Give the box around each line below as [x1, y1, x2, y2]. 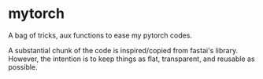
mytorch [8, 5, 65, 23]
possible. [8, 62, 38, 71]
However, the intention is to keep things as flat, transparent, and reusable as [8, 54, 255, 63]
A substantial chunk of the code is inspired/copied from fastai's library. [8, 45, 239, 55]
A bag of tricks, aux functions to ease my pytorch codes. [8, 31, 193, 40]
